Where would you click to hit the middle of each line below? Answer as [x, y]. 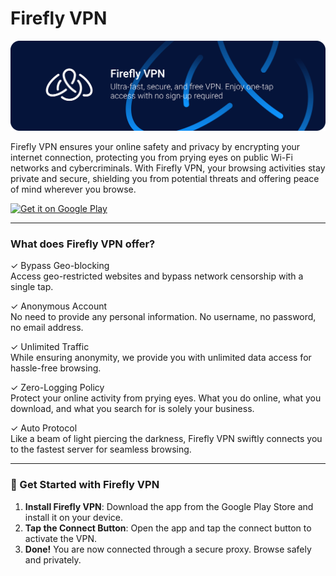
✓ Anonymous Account [59, 306]
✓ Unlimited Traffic [50, 347]
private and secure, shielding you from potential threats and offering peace [165, 179]
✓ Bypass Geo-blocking [60, 266]
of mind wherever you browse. [73, 189]
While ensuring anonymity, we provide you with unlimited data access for [161, 358]
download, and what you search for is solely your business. [132, 409]
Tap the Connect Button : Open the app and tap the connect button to [168, 528]
